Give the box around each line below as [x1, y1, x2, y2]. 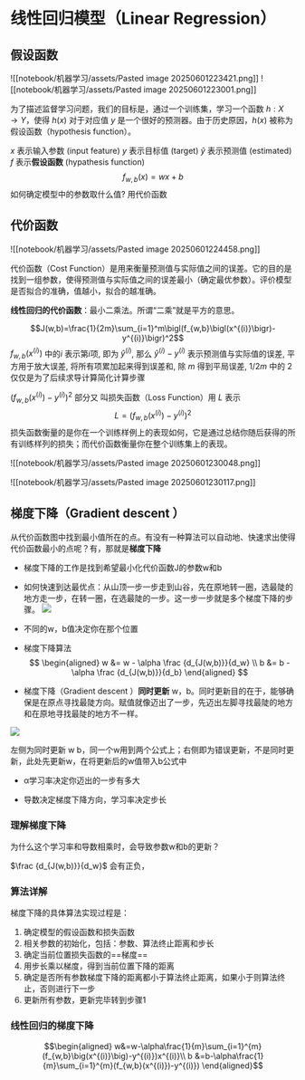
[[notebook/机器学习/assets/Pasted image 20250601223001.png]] [10, 84, 257, 95]
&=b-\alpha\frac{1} [194, 1050, 264, 1061]
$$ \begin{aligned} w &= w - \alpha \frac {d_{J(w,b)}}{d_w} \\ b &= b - [29, 657, 291, 668]
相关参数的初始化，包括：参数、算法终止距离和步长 [23, 938, 214, 949]
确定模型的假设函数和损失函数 [23, 927, 135, 938]
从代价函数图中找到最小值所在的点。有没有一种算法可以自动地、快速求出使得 [10, 531, 296, 542]
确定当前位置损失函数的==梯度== [23, 950, 148, 961]
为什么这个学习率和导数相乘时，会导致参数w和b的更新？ [10, 841, 221, 852]
